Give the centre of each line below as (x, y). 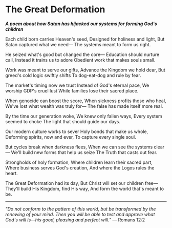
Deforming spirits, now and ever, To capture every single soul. (71, 137)
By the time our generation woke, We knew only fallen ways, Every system (84, 116)
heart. (12, 173)
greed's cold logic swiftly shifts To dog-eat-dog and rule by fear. (73, 75)
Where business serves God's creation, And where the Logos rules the (80, 167)
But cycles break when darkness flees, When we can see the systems (79, 147)
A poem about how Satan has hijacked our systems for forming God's (81, 24)
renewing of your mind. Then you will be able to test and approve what (80, 214)
